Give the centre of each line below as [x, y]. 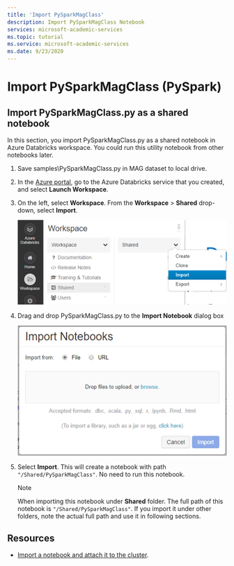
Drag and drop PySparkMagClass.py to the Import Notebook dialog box [120, 316]
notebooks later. [30, 155]
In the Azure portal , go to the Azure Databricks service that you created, [121, 182]
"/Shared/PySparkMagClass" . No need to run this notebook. [101, 475]
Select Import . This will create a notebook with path [92, 467]
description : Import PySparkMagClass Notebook [76, 22]
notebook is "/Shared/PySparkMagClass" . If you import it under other [114, 509]
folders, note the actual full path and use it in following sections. [109, 517]
